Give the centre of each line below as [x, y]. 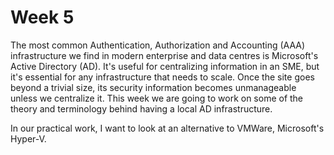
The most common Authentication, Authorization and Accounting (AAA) [158, 45]
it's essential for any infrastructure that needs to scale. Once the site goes [162, 77]
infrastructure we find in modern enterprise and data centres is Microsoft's [164, 55]
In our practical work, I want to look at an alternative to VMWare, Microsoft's [167, 128]
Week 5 [42, 17]
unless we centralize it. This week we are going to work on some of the [157, 98]
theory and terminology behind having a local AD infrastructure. [141, 108]
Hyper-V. [28, 138]
